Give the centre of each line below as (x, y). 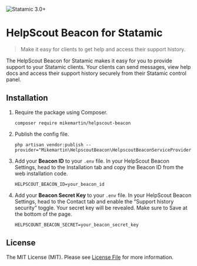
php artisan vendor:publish (49, 145)
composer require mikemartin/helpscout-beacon (73, 123)
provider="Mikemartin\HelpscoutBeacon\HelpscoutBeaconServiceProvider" (104, 150)
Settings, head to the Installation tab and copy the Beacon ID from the (99, 167)
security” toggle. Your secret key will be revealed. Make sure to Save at (101, 208)
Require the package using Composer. (61, 112)
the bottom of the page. (43, 214)
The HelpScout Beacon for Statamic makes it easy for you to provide (89, 60)
